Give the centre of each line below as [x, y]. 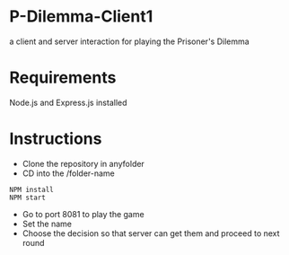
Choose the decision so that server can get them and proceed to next [151, 233]
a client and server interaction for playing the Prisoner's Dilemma [129, 41]
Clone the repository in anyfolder [83, 163]
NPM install [31, 189]
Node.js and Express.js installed [68, 102]
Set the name [47, 224]
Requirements [63, 78]
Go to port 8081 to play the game [83, 214]
